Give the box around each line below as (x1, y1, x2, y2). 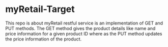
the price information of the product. (5, 36, 82, 42)
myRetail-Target (5, 3, 75, 15)
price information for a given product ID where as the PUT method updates (5, 30, 162, 36)
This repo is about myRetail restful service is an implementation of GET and (5, 20, 163, 26)
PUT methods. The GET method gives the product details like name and (5, 25, 156, 31)
